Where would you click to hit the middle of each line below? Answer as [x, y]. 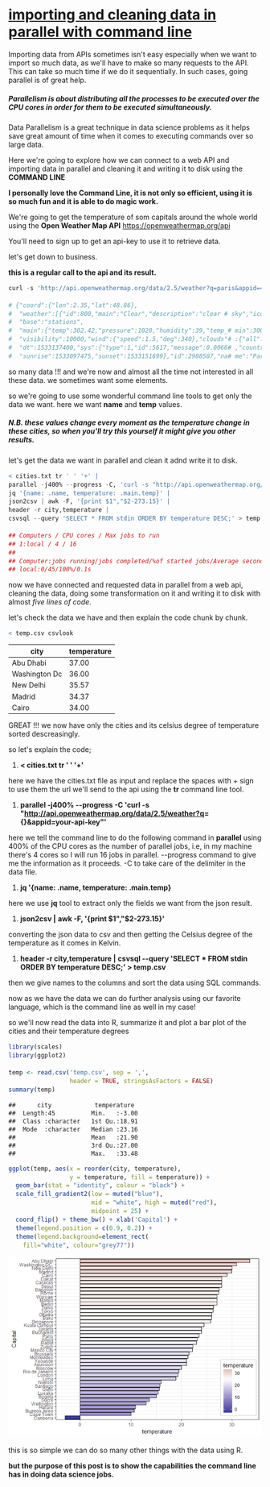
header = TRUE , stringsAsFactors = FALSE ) [142, 1081]
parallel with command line [100, 32]
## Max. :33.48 [73, 1153]
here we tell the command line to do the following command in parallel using [135, 838]
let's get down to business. [53, 256]
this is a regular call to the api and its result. [82, 272]
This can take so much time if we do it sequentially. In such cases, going [128, 71]
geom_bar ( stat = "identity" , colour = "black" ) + [100, 1186]
